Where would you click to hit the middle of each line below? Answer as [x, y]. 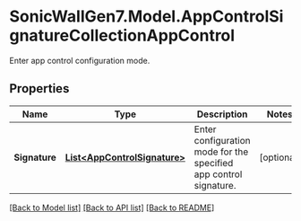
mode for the [221, 152]
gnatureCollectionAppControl [122, 35]
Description [222, 114]
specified [214, 163]
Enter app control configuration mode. [80, 60]
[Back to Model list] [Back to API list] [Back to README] [112, 208]
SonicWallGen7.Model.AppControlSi [146, 17]
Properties [39, 88]
